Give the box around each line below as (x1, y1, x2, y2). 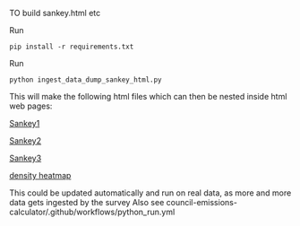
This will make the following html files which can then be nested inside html (9, 91, 287, 101)
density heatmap (9, 170, 72, 180)
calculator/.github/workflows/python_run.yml (9, 206, 176, 217)
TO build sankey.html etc (9, 8, 101, 18)
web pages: (9, 100, 53, 111)
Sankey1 (9, 118, 40, 128)
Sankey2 (9, 135, 42, 146)
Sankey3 (9, 152, 42, 163)
